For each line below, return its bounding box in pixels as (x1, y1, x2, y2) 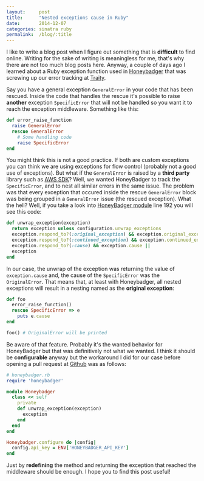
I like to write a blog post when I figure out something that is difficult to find (6, 48, 195, 55)
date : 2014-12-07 (6, 20, 67, 26)
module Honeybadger (6, 388, 56, 395)
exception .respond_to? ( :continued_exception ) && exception (12, 237, 165, 243)
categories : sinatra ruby (6, 26, 72, 32)
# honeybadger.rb (6, 372, 50, 378)
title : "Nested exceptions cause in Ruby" (6, 15, 129, 21)
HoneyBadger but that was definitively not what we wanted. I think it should (6, 347, 195, 354)
